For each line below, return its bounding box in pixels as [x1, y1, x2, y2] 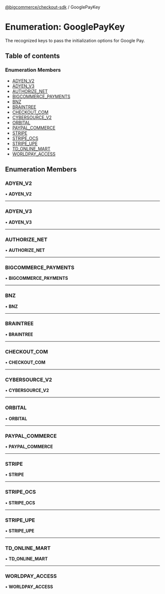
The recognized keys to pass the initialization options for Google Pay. [5, 37, 145, 43]
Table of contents [5, 52, 60, 60]
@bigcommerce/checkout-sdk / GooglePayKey [5, 4, 101, 10]
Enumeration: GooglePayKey [5, 22, 125, 32]
